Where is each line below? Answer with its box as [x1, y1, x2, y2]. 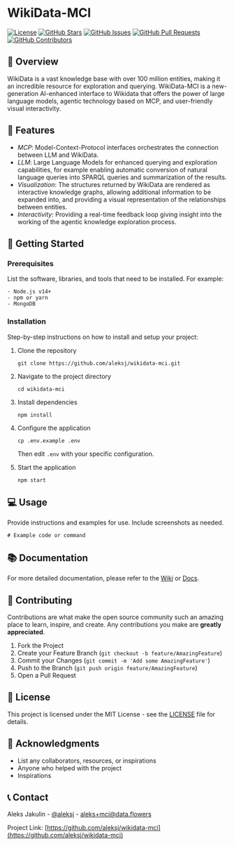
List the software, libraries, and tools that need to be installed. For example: [7, 275, 224, 283]
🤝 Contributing [7, 594, 73, 606]
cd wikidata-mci [17, 385, 65, 393]
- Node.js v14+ [7, 289, 52, 296]
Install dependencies [17, 398, 78, 406]
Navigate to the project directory [17, 372, 112, 380]
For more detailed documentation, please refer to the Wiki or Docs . [7, 574, 200, 583]
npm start [17, 476, 47, 484]
